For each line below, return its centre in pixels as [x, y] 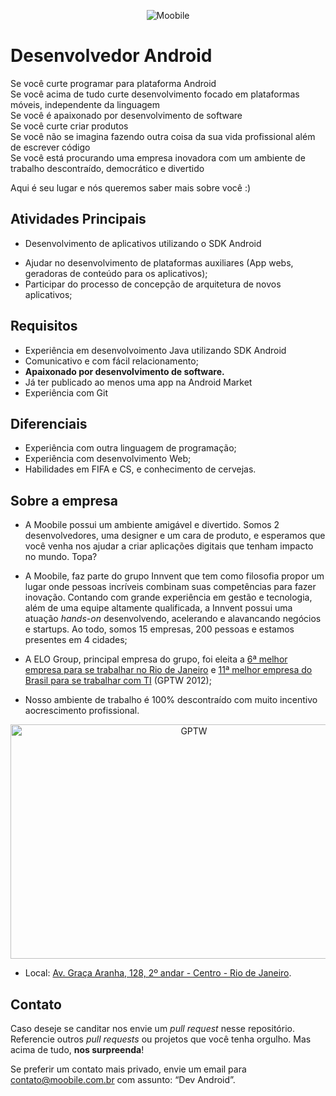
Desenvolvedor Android [111, 56]
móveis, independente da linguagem [85, 104]
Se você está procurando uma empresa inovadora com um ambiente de [158, 157]
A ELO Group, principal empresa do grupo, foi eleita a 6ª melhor [156, 659]
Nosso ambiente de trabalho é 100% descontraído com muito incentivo [171, 700]
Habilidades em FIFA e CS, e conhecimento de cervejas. [140, 469]
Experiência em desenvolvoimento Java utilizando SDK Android [155, 350]
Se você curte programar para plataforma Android [113, 83]
